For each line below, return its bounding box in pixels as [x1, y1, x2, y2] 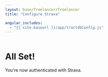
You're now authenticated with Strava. [5, 67, 82, 73]
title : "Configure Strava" [5, 12, 60, 17]
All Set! [5, 51, 35, 62]
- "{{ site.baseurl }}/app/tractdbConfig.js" [9, 25, 104, 30]
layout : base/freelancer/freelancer [5, 7, 80, 12]
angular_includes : [5, 20, 43, 25]
